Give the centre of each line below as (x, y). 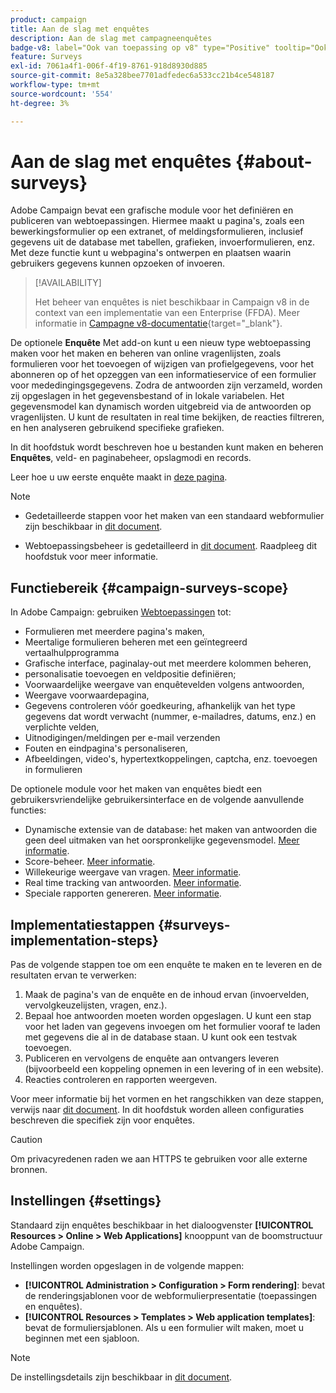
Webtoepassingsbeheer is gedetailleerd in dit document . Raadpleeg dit (171, 546)
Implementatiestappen (82, 924)
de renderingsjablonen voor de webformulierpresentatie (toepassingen (171, 1295)
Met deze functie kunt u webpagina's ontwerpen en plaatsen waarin (151, 253)
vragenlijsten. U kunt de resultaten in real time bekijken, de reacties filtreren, (167, 417)
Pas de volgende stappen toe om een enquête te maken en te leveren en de (166, 965)
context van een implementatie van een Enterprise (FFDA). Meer (167, 313)
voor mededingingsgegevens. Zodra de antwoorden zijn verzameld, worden (166, 385)
